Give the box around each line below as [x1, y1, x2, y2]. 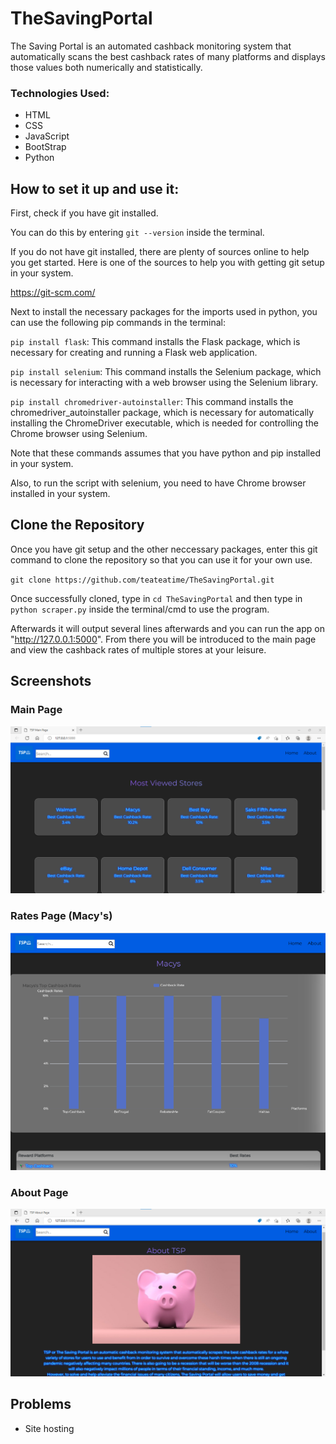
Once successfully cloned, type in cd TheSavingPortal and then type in [10, 592, 303, 604]
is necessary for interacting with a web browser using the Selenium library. [10, 377, 318, 389]
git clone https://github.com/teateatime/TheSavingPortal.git [10, 575, 275, 585]
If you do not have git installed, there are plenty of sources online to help [10, 246, 310, 258]
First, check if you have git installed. [10, 207, 159, 219]
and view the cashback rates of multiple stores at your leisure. [10, 643, 267, 656]
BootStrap [24, 141, 67, 153]
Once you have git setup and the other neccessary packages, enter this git [10, 543, 318, 555]
